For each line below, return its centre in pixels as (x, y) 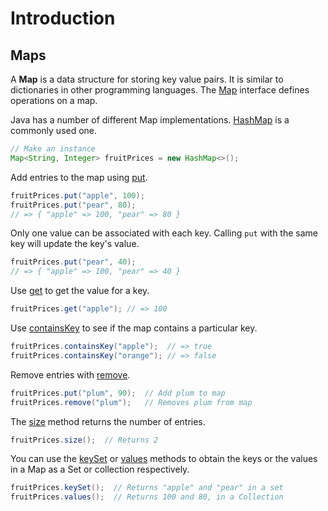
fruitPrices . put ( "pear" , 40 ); (73, 262)
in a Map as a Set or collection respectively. (100, 469)
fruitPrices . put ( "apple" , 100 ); (77, 195)
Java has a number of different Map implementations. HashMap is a (150, 120)
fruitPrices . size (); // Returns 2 (84, 440)
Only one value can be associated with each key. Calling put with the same (164, 233)
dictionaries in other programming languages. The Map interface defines (160, 90)
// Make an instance (53, 149)
